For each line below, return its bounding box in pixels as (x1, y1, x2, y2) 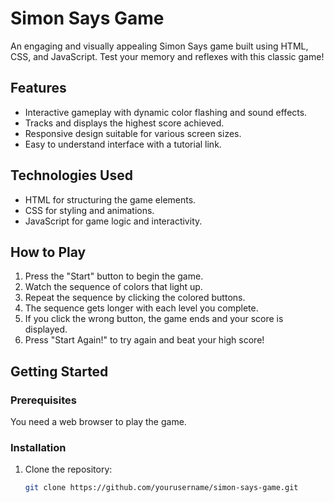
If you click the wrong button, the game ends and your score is (24, 313, 284, 325)
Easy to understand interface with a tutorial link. (24, 138, 222, 150)
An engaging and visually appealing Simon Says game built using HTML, (10, 40, 309, 52)
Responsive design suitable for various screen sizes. (24, 127, 242, 139)
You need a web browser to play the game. (10, 416, 187, 428)
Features (10, 80, 67, 97)
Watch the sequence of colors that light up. (24, 281, 203, 293)
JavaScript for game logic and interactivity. (24, 215, 203, 227)
